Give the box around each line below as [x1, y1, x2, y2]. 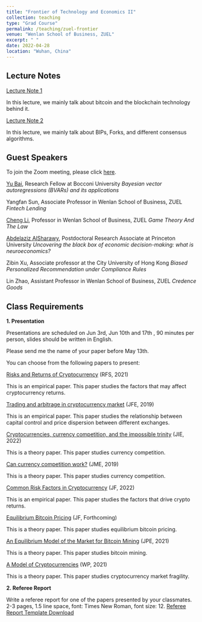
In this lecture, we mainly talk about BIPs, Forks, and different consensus [6, 128, 187, 136]
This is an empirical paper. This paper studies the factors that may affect [6, 383, 187, 390]
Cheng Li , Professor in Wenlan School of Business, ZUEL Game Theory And [6, 216, 194, 224]
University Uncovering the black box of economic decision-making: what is [6, 241, 194, 248]
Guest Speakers [6, 152, 68, 162]
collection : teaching [6, 15, 61, 21]
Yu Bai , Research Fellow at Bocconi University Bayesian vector [6, 180, 162, 188]
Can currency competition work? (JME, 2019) [6, 461, 119, 468]
